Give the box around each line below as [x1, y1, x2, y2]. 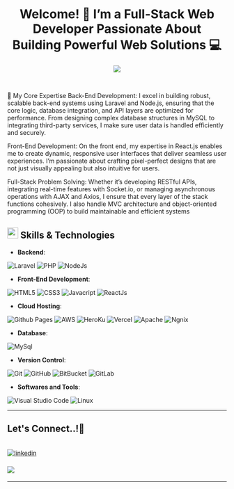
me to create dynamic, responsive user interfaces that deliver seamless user [7, 149, 227, 157]
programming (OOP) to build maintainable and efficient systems [7, 207, 190, 215]
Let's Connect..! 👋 [7, 423, 85, 435]
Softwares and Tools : [17, 383, 80, 391]
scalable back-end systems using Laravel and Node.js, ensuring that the [7, 99, 214, 107]
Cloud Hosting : [17, 302, 62, 310]
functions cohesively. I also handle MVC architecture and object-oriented [7, 200, 217, 208]
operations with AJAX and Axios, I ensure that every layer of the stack [7, 192, 208, 200]
